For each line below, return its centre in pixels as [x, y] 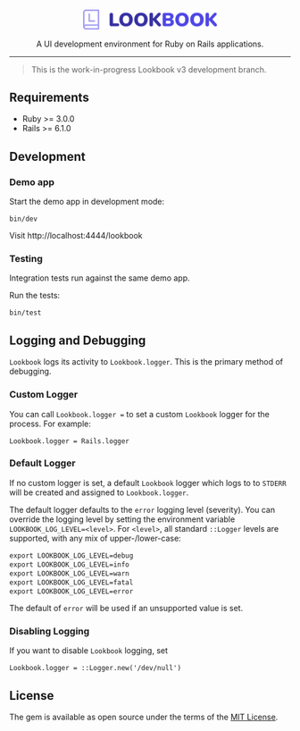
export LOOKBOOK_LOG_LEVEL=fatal [71, 582]
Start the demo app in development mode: [87, 202]
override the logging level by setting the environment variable [122, 519]
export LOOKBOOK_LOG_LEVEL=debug [71, 555]
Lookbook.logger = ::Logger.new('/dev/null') [95, 668]
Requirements [49, 98]
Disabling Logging [50, 631]
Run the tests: [35, 296]
